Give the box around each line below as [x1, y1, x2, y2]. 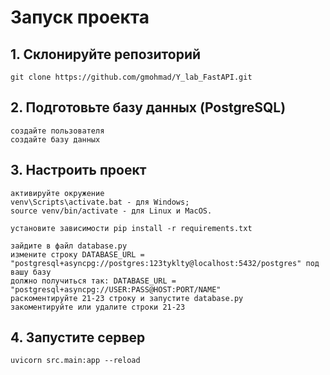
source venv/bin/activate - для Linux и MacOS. [10, 206, 213, 216]
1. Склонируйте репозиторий [10, 46, 202, 63]
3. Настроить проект [10, 162, 147, 179]
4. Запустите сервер [10, 329, 146, 346]
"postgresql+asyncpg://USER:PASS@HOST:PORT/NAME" [10, 284, 222, 295]
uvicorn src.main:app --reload [10, 356, 141, 366]
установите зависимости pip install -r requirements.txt [10, 223, 253, 233]
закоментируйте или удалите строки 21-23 [10, 302, 186, 312]
